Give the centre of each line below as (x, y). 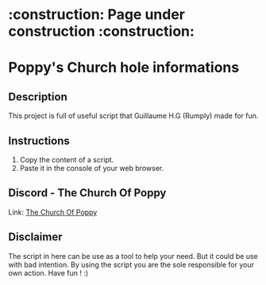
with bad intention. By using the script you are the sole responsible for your (131, 264)
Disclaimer (35, 237)
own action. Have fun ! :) (48, 273)
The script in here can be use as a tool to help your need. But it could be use (133, 256)
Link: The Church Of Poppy (53, 212)
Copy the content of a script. (67, 160)
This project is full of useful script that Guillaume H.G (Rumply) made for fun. (133, 116)
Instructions (39, 141)
